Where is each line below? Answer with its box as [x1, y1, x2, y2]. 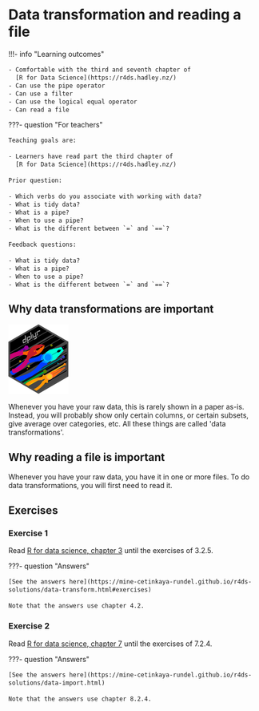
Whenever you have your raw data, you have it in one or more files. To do [8, 471, 250, 482]
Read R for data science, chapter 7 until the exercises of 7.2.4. [8, 639, 213, 648]
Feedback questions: [8, 240, 78, 248]
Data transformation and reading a [8, 6, 241, 24]
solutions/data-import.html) [8, 679, 106, 687]
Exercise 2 [8, 620, 50, 632]
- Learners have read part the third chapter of [8, 152, 173, 160]
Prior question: [8, 176, 62, 184]
